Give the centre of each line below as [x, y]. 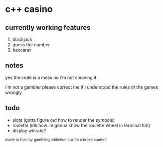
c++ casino [29, 9]
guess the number [31, 45]
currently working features [48, 28]
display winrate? [29, 131]
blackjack [22, 39]
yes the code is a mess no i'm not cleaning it [51, 77]
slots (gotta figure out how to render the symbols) [63, 120]
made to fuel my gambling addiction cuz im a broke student [56, 140]
